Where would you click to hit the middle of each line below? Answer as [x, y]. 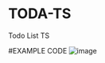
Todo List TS [29, 35]
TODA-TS [40, 14]
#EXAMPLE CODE [38, 50]
